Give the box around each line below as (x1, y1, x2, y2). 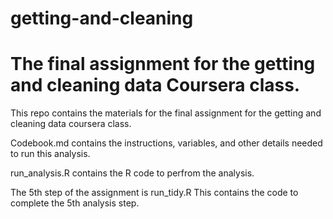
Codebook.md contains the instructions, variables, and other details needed (10, 137, 323, 149)
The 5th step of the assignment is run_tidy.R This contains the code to (10, 187, 299, 199)
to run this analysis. (10, 148, 91, 160)
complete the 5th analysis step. (10, 197, 140, 209)
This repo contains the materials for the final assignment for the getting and (10, 107, 322, 119)
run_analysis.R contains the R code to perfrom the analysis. (10, 167, 255, 179)
